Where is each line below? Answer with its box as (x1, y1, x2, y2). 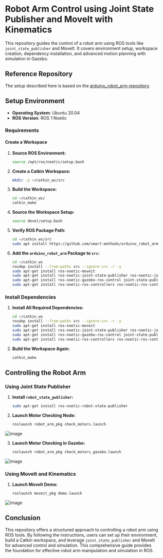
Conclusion (5, 514, 41, 522)
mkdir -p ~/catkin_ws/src (12, 178, 65, 183)
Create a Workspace (5, 139, 48, 145)
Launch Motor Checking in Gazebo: (12, 440, 85, 446)
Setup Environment (5, 97, 65, 105)
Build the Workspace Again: (12, 346, 70, 352)
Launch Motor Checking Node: (12, 412, 76, 418)
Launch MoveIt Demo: (12, 482, 58, 487)
